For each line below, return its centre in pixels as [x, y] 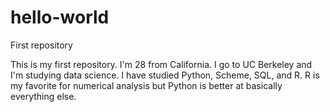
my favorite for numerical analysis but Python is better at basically [146, 85]
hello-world [60, 17]
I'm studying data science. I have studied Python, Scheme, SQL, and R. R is [165, 75]
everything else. [43, 96]
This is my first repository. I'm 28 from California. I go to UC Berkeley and [161, 64]
